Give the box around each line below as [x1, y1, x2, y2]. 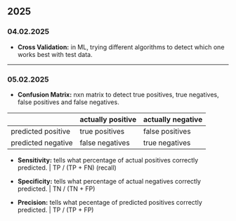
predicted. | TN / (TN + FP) [17, 184, 96, 193]
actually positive [79, 114, 137, 124]
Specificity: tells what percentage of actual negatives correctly [17, 177, 202, 185]
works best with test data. [17, 50, 93, 58]
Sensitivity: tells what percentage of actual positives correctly [17, 156, 199, 164]
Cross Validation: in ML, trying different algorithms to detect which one [17, 42, 225, 51]
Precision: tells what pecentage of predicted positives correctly [17, 198, 202, 206]
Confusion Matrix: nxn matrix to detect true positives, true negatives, [17, 90, 219, 99]
